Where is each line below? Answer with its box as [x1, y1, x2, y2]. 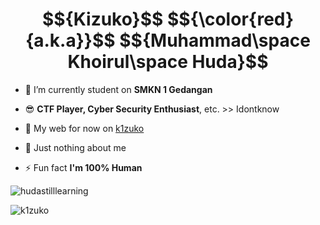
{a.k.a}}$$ [25, 29, 116, 52]
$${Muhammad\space [119, 29, 311, 52]
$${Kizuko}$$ [41, 8, 164, 31]
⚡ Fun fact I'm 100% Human [24, 161, 143, 173]
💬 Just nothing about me [24, 141, 127, 153]
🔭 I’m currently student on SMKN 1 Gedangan [24, 83, 213, 95]
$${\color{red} [166, 8, 295, 31]
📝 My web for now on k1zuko [24, 122, 145, 134]
